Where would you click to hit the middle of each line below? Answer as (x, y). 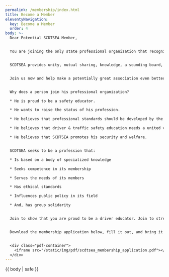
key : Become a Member (32, 24)
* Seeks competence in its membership (51, 169)
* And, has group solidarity (40, 205)
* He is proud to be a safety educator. (53, 101)
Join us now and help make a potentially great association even (80, 78)
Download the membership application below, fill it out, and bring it (87, 232)
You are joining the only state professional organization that (78, 51)
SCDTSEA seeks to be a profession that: (53, 151)
